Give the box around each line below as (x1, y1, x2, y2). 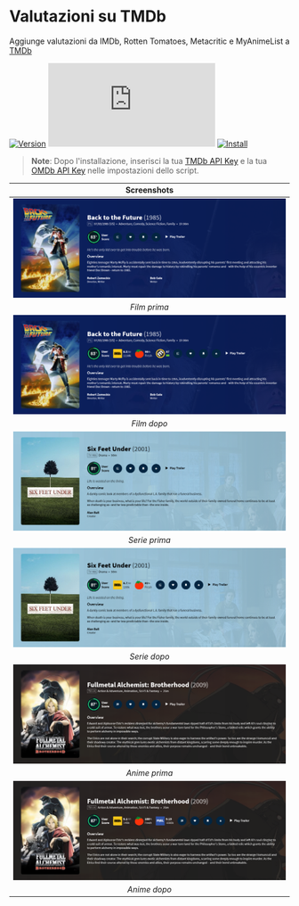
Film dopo (131, 418, 168, 429)
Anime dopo (127, 885, 172, 895)
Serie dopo (129, 651, 170, 662)
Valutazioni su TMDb (9, 6, 167, 27)
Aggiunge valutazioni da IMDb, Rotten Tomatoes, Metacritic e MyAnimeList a (9, 36, 290, 46)
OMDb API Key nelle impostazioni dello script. (30, 165, 199, 176)
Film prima (130, 301, 169, 313)
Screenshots (125, 185, 174, 195)
